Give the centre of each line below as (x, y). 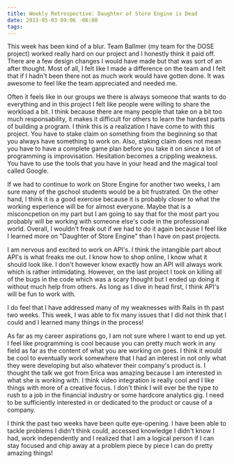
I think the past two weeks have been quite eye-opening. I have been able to (117, 424)
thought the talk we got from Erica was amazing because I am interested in (115, 373)
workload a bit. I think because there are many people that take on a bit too (115, 111)
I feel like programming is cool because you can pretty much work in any (111, 343)
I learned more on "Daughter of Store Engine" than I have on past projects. (114, 236)
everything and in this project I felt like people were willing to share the (109, 105)
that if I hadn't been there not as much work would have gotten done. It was (116, 76)
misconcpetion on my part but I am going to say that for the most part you (113, 214)
